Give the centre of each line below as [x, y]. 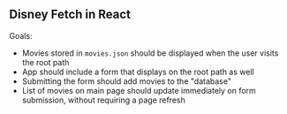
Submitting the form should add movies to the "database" [127, 81]
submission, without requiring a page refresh [103, 100]
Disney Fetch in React [70, 15]
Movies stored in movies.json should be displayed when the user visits [150, 53]
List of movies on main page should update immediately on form [139, 90]
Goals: [21, 35]
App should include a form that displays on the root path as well [138, 72]
